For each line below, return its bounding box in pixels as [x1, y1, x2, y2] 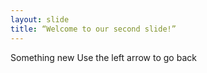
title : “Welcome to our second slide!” [10, 24, 177, 34]
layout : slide [10, 14, 70, 25]
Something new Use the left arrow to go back [10, 51, 197, 63]
